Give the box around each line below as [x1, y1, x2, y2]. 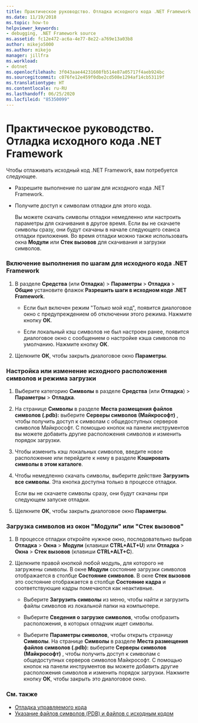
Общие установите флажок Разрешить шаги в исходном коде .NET [14, 286, 187, 293]
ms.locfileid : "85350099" [6, 96, 70, 102]
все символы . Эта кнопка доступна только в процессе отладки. [14, 479, 177, 486]
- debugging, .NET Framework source [6, 31, 96, 37]
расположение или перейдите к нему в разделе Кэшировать [14, 454, 170, 462]
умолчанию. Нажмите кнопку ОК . [23, 341, 109, 348]
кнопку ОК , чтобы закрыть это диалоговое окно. [23, 675, 147, 682]
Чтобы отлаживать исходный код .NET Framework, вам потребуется [6, 166, 178, 174]
